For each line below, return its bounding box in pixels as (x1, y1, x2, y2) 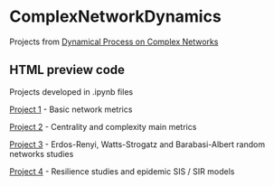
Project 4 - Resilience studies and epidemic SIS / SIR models (9, 165, 235, 177)
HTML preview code (9, 62, 125, 78)
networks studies (9, 148, 74, 159)
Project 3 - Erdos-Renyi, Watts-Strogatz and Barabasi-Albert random (9, 138, 265, 150)
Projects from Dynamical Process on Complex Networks (9, 36, 219, 47)
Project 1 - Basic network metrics (9, 104, 133, 115)
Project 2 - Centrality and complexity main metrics (9, 121, 197, 132)
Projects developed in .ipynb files (9, 86, 134, 97)
